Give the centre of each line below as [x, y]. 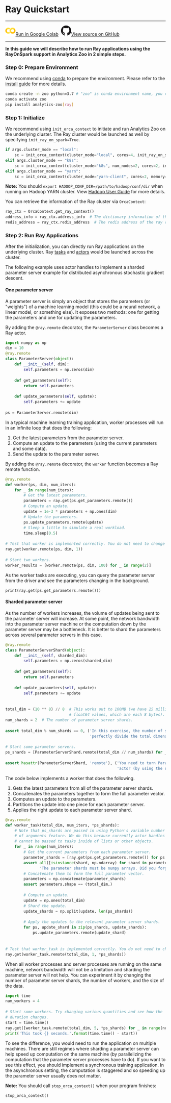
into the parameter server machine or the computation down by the [76, 624]
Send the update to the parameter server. [56, 454]
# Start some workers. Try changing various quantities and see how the [84, 1012]
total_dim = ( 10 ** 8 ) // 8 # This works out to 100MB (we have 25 [79, 709]
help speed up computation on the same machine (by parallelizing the [78, 1054]
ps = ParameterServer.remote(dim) [42, 412]
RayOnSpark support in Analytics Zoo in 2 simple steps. [66, 54]
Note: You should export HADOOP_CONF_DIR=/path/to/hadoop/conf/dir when [84, 186]
